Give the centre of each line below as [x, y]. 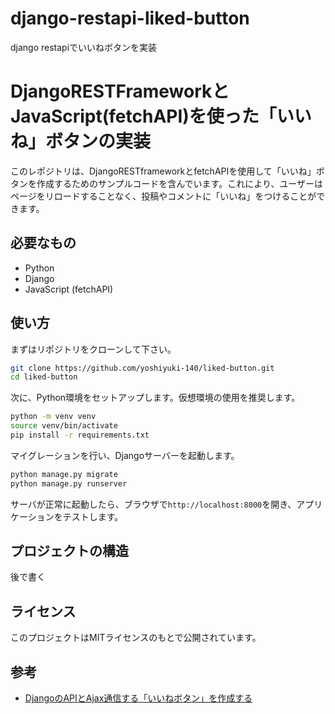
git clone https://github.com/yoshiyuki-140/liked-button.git [142, 368]
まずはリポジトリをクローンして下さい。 [93, 349]
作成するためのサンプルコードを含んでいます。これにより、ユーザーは [180, 183]
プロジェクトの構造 [69, 551]
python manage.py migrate [64, 474]
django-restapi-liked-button [130, 18]
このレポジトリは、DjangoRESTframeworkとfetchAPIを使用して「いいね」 [163, 171]
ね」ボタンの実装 [81, 141]
